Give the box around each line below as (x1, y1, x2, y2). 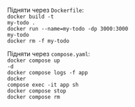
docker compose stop (7, 88, 67, 94)
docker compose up (7, 57, 60, 64)
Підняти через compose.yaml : (7, 50, 91, 58)
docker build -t (7, 13, 54, 20)
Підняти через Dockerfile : (7, 6, 84, 14)
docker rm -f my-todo (7, 38, 70, 44)
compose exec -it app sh (7, 81, 79, 88)
